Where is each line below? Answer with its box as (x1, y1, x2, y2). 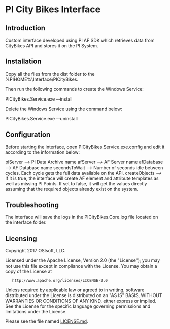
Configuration (5, 130, 51, 139)
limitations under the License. (5, 309, 67, 315)
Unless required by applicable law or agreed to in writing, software (5, 287, 145, 293)
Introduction (5, 24, 46, 32)
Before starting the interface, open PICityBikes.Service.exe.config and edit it (5, 144, 165, 150)
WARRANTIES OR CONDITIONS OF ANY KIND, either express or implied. (5, 298, 156, 304)
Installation (5, 57, 42, 66)
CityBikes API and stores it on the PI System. (5, 43, 98, 49)
